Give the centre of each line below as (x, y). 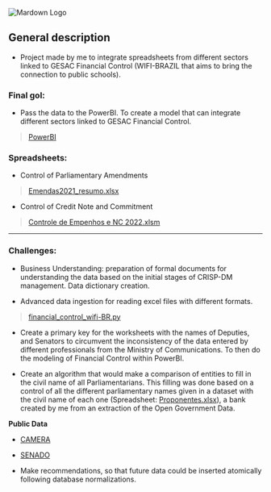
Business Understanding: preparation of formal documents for (123, 268)
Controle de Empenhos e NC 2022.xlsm (94, 223)
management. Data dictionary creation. (85, 286)
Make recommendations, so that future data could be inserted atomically (141, 470)
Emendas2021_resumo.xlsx (73, 191)
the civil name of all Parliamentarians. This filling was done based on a (137, 382)
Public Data (28, 423)
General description (59, 38)
